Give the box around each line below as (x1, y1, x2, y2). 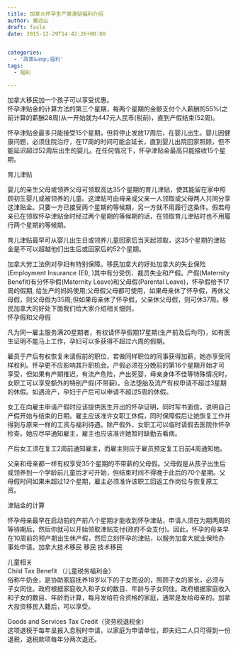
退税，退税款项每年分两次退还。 (7, 634, 101, 643)
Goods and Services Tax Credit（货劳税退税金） (7, 617, 148, 625)
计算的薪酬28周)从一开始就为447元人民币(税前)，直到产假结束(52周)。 (13, 113, 220, 121)
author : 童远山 (7, 17, 49, 24)
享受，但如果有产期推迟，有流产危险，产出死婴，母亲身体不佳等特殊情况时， (7, 370, 231, 378)
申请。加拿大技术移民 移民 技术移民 (19, 542, 123, 551)
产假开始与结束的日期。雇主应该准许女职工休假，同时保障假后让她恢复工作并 (7, 411, 231, 419)
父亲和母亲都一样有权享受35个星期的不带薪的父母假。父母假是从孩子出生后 (7, 459, 226, 468)
